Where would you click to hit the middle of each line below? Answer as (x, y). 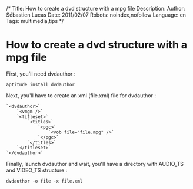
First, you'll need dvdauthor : (41, 74)
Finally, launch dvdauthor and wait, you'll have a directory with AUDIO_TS (95, 164)
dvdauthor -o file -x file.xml (44, 181)
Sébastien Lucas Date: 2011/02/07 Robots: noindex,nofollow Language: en (96, 15)
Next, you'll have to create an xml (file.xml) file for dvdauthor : (81, 95)
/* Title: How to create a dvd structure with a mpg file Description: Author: (96, 9)
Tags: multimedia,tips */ (35, 21)
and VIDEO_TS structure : (37, 170)
